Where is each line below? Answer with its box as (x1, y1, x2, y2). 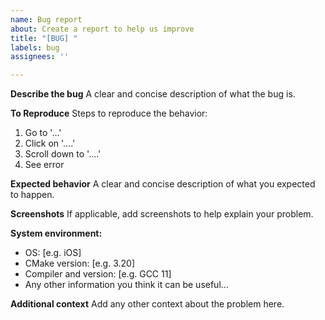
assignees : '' (10, 52, 70, 62)
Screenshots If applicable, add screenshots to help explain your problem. (10, 208, 314, 220)
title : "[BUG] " (10, 33, 78, 43)
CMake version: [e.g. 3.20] (24, 257, 135, 270)
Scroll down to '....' (24, 148, 102, 160)
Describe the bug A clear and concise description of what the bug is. (10, 88, 296, 100)
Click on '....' (24, 137, 76, 150)
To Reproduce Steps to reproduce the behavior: (10, 107, 208, 120)
